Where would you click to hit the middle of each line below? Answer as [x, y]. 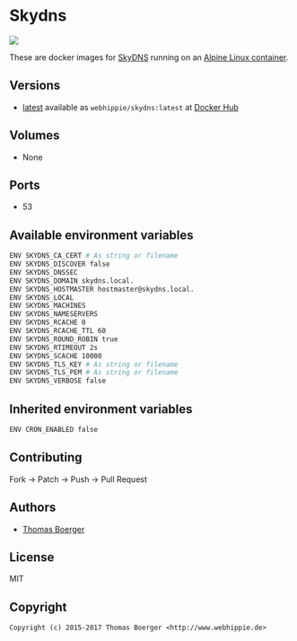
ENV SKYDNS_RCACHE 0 [48, 323]
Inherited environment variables [101, 409]
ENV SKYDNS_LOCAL [42, 297]
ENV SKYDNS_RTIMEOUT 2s [54, 347]
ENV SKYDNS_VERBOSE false [57, 381]
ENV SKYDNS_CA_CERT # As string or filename [94, 256]
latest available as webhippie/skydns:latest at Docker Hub [131, 107]
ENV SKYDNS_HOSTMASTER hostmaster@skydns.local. [102, 289]
